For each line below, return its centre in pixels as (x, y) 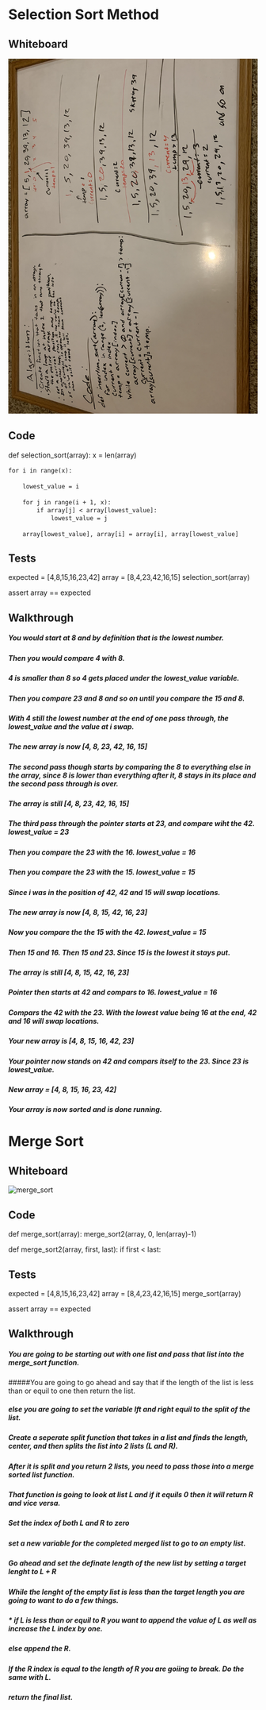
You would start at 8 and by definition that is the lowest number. (116, 638)
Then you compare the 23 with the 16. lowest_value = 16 (102, 852)
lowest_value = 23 (39, 832)
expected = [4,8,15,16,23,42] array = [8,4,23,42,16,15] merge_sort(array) (125, 1293)
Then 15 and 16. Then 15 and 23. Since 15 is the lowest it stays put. (120, 952)
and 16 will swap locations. (54, 1021)
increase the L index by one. (55, 1628)
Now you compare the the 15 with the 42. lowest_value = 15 (107, 932)
